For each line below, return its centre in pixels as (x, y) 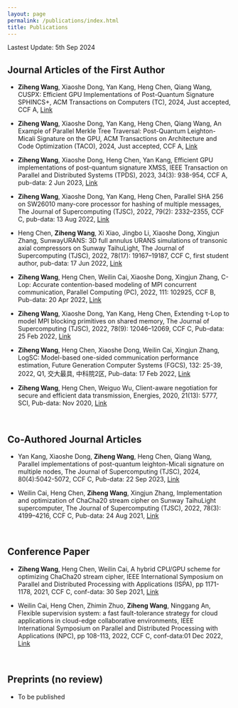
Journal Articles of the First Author (86, 69)
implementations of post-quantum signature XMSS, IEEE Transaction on (123, 167)
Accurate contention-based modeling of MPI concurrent (114, 285)
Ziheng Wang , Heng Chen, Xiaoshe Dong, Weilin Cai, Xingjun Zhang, (119, 350)
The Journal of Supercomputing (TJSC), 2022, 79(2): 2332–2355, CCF (121, 212)
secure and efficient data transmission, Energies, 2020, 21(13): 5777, (118, 395)
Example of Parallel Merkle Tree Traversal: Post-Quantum (102, 131)
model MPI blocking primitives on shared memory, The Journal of (113, 321)
